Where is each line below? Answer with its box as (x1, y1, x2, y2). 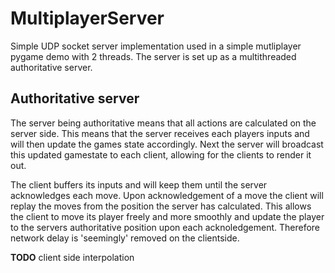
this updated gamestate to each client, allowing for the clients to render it (10, 148, 312, 161)
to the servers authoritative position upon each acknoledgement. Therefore (10, 221, 321, 233)
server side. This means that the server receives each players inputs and (10, 127, 310, 139)
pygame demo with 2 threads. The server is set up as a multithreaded (10, 50, 297, 62)
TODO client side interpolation (10, 251, 135, 263)
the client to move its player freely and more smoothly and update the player (10, 210, 325, 222)
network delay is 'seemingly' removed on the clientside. (10, 232, 240, 244)
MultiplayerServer (10, 7, 165, 30)
